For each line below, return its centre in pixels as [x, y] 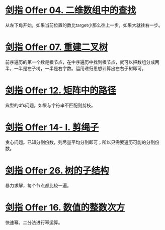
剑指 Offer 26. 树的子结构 [57, 170]
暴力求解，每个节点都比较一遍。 [38, 185]
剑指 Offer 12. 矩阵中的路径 [61, 90]
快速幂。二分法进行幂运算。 [34, 222]
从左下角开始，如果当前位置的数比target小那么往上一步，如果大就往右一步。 [84, 25]
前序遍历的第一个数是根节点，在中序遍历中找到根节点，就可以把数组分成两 [82, 62]
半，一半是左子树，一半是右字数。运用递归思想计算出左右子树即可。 [76, 68]
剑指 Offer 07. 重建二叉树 [57, 47]
